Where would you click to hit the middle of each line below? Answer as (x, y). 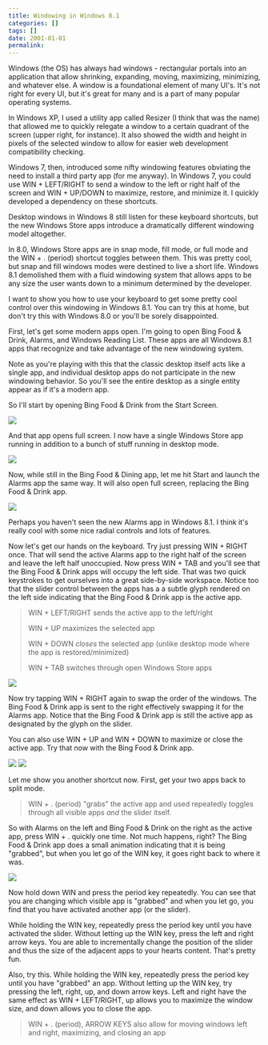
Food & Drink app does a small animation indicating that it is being (117, 845)
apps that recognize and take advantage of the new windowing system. (126, 348)
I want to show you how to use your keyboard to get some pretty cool (123, 299)
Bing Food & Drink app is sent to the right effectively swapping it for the (126, 707)
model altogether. (37, 234)
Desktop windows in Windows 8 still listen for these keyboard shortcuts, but (133, 217)
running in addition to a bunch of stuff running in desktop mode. (114, 444)
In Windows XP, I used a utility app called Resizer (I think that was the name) (134, 118)
